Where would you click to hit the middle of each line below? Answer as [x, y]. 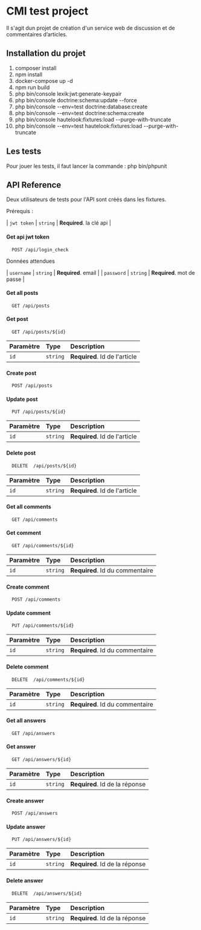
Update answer [26, 826]
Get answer [21, 747]
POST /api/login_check [40, 249]
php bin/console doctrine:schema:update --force [76, 100]
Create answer [25, 800]
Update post [22, 399]
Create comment [28, 587]
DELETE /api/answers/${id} [47, 893]
